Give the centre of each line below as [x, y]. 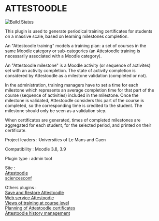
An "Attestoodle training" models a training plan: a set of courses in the [76, 45]
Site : [10, 168]
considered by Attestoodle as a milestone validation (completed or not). [76, 75]
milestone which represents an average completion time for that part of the [80, 90]
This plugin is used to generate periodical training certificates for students [79, 31]
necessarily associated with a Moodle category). [53, 56]
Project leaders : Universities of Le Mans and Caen [56, 140]
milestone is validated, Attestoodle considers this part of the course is [74, 100]
